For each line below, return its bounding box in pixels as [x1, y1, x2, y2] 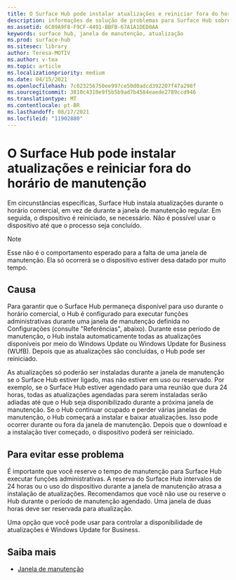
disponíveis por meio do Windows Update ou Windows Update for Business [7, 339, 226, 348]
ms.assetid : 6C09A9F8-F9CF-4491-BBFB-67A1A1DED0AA [7, 23, 159, 30]
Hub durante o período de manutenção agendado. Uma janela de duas [7, 497, 212, 505]
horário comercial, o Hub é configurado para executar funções [7, 310, 188, 318]
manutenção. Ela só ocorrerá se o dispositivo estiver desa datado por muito [7, 256, 226, 264]
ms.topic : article [7, 63, 61, 70]
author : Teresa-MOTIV [7, 50, 71, 57]
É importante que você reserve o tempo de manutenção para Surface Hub [7, 467, 222, 476]
